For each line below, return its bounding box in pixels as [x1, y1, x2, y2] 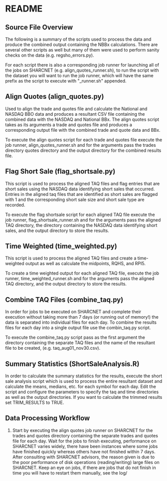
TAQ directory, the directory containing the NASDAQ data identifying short [5, 222, 158, 228]
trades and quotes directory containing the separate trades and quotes [12, 432, 159, 438]
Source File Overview [5, 23, 73, 32]
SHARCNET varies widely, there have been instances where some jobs [12, 443, 158, 449]
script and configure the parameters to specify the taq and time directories [5, 389, 159, 395]
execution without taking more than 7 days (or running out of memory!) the [5, 314, 159, 320]
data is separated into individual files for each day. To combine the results [5, 319, 157, 326]
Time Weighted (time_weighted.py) [5, 242, 117, 251]
